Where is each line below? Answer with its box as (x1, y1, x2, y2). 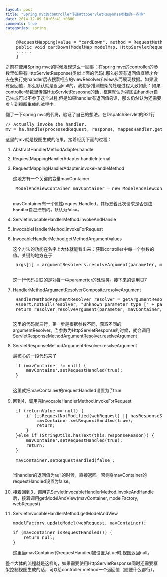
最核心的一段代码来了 (12, 353, 56, 359)
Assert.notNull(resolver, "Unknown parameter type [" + (15, 302, 154, 307)
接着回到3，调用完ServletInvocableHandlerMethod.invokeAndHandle (12, 489, 154, 495)
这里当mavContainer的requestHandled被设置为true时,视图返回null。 (12, 550, 152, 556)
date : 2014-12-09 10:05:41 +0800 (5, 16, 75, 21)
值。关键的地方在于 (12, 252, 53, 258)
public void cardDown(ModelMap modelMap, (16, 44, 118, 50)
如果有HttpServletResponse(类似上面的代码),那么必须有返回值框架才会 (14, 70, 158, 76)
